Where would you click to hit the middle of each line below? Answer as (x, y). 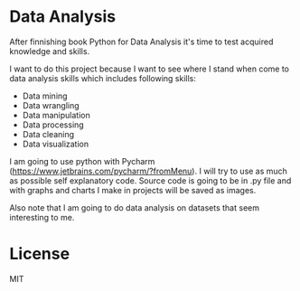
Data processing (53, 125)
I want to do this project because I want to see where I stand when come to (149, 69)
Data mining (45, 96)
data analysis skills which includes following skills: (103, 78)
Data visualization (56, 144)
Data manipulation (56, 115)
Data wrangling (51, 105)
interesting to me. (42, 217)
